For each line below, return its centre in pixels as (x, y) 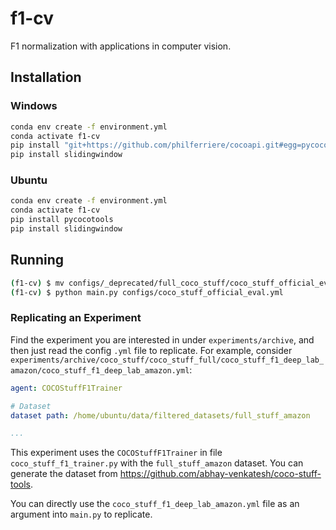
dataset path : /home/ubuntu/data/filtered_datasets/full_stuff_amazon (160, 415)
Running (37, 260)
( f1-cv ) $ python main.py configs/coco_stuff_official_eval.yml (147, 292)
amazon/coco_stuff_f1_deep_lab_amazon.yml (100, 370)
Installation (46, 77)
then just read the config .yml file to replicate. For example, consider (151, 350)
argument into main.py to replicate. (81, 514)
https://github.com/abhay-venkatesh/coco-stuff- (220, 474)
